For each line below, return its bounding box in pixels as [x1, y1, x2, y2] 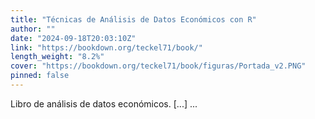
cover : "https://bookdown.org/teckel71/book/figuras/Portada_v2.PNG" [10, 61, 307, 71]
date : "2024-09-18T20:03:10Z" [10, 33, 137, 43]
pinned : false [10, 71, 70, 81]
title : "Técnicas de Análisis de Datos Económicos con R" [10, 14, 257, 25]
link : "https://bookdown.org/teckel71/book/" [10, 42, 203, 53]
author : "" [10, 24, 56, 34]
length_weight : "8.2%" [10, 52, 105, 62]
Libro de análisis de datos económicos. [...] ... [10, 97, 198, 110]
